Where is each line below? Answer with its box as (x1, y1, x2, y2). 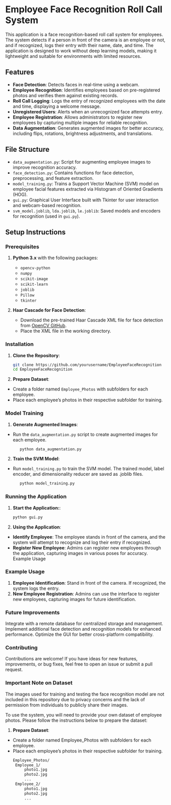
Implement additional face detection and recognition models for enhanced (5, 626, 161, 632)
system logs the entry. (12, 585, 60, 591)
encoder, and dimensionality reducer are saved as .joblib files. (12, 471, 143, 477)
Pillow (20, 293, 35, 298)
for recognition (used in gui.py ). (12, 213, 80, 219)
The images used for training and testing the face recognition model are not (5, 691, 164, 697)
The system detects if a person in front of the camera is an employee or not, (5, 37, 166, 43)
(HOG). (12, 191, 28, 197)
